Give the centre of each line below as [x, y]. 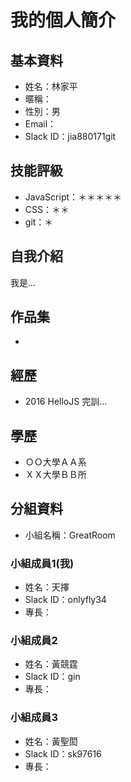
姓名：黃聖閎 [51, 741]
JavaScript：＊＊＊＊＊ [73, 197]
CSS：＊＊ [47, 209]
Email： [40, 124]
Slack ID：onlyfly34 [65, 600]
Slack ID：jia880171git [70, 136]
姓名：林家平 [51, 86]
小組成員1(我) [42, 563]
